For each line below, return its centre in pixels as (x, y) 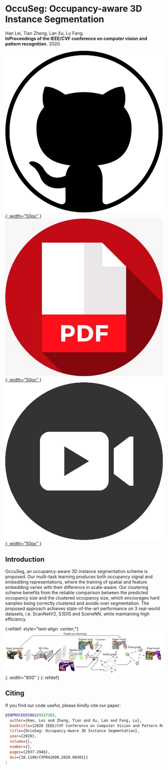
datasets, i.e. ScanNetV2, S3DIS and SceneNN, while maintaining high (77, 614)
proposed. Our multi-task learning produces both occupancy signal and (79, 577)
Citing (15, 693)
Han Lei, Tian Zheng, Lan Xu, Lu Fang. (44, 33)
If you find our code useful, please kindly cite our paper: (63, 705)
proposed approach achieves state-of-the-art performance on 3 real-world (82, 608)
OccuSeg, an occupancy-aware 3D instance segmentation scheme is (76, 571)
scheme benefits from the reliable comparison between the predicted (77, 592)
